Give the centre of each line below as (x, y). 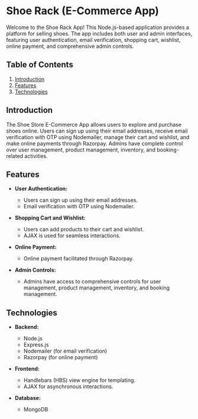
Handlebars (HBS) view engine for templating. (79, 381)
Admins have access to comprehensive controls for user (92, 282)
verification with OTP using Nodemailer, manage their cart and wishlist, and (98, 137)
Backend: (27, 327)
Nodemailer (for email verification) (65, 351)
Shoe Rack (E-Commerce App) (83, 11)
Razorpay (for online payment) (61, 357)
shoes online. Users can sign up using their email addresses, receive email (97, 131)
